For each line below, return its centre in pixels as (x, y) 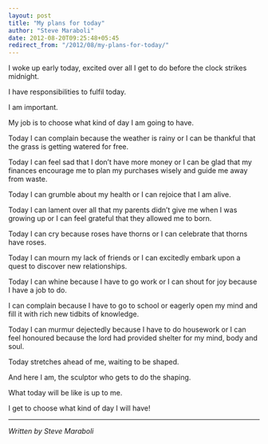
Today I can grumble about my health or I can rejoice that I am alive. (120, 194)
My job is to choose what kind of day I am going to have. (101, 123)
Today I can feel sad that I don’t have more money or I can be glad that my (130, 162)
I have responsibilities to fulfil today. (67, 92)
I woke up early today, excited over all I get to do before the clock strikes (128, 68)
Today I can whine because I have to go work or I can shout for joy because (133, 282)
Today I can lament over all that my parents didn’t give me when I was (123, 210)
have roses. (28, 242)
